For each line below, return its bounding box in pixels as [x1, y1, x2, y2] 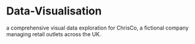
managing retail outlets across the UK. [6, 30, 101, 37]
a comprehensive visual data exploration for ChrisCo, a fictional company [6, 24, 189, 31]
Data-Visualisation [6, 4, 102, 18]
